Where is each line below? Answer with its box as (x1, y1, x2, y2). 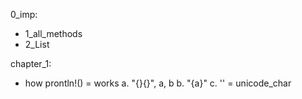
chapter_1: (10, 58, 52, 69)
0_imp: (10, 9, 38, 20)
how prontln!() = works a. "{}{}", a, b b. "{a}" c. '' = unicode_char (24, 77, 292, 89)
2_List (24, 39, 50, 50)
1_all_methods (24, 28, 83, 39)
